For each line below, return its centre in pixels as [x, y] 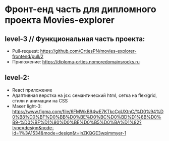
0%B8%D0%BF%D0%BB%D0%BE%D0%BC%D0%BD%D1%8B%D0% [87, 117]
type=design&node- [33, 127]
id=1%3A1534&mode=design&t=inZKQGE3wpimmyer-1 [69, 133]
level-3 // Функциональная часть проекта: [75, 39]
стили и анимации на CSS [40, 100]
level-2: [17, 78]
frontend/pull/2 [28, 56]
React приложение [32, 90]
